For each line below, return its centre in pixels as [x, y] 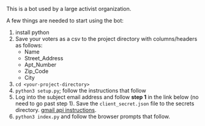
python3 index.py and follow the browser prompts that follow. [92, 116]
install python [32, 32]
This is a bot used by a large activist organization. [69, 9]
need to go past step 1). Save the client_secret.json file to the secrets [105, 103]
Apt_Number [40, 65]
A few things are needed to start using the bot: [65, 20]
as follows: [29, 45]
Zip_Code [36, 71]
